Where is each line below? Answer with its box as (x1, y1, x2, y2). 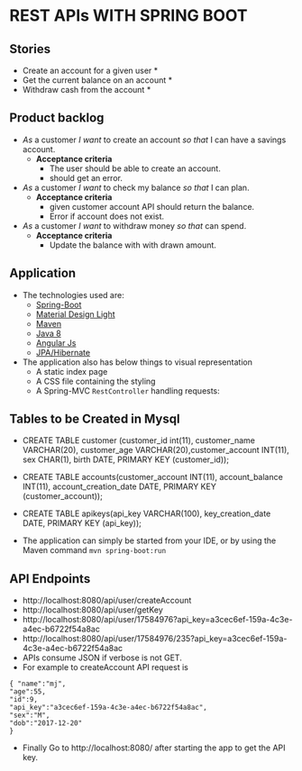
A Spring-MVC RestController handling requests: (35, 385, 221, 396)
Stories (9, 41, 51, 57)
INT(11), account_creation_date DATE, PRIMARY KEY (22, 481, 216, 492)
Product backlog (9, 110, 105, 126)
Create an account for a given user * (22, 65, 159, 76)
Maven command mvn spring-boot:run (22, 545, 167, 556)
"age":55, (9, 687, 47, 696)
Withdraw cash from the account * (22, 85, 151, 95)
